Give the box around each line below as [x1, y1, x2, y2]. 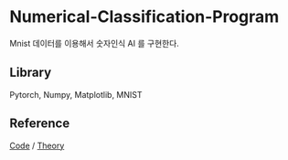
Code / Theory [9, 140, 65, 151]
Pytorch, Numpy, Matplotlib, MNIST [9, 89, 144, 100]
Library [9, 65, 52, 80]
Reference [9, 116, 70, 132]
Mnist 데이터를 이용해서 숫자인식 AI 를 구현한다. [9, 37, 180, 48]
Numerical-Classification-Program [9, 6, 280, 27]
